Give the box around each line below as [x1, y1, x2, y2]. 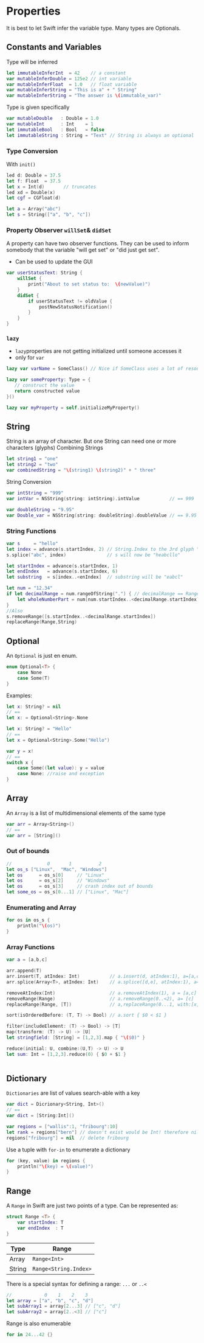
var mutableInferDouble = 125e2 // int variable [6, 75, 132, 82]
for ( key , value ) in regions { [6, 1157, 86, 1163]
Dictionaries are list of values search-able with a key [6, 1089, 140, 1097]
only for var [15, 354, 44, 361]
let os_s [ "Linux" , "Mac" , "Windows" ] [6, 866, 107, 873]
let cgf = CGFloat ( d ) [6, 195, 61, 201]
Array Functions [6, 943, 55, 951]
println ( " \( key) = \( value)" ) [17, 1163, 94, 1170]
